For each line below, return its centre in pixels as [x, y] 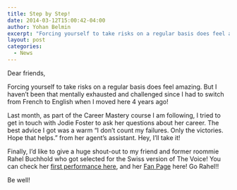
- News [23, 53]
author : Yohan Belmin [39, 27]
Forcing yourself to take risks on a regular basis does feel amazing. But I [112, 87]
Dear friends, [26, 73]
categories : [25, 46]
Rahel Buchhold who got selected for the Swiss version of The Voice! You [114, 158]
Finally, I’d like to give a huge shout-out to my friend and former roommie [113, 151]
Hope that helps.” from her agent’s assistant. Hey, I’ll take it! [94, 137]
